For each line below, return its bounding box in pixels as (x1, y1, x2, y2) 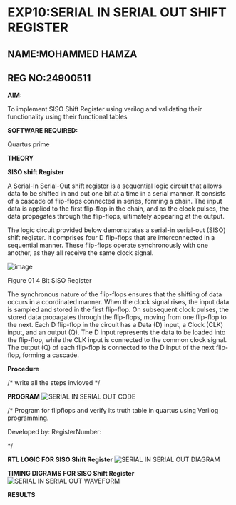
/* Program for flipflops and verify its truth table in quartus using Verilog (7, 406, 219, 415)
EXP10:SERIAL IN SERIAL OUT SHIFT (7, 4, 227, 21)
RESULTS (7, 491, 36, 499)
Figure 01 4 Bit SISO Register (7, 276, 92, 285)
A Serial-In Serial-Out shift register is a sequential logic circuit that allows (7, 181, 222, 190)
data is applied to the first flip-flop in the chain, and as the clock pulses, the (7, 204, 230, 213)
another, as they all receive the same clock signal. (7, 249, 154, 257)
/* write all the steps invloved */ (7, 379, 101, 387)
